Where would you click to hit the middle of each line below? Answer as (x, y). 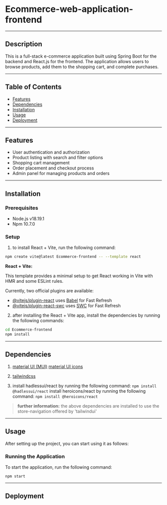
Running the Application (35, 456)
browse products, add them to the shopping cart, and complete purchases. (82, 67)
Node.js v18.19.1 (28, 219)
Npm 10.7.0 (24, 224)
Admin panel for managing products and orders (61, 173)
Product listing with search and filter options (58, 158)
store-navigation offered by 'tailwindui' (57, 411)
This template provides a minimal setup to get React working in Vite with (79, 276)
